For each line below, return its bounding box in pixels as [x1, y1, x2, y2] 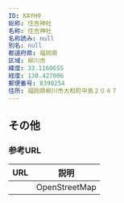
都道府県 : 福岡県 [8, 49, 58, 57]
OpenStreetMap [35, 182, 97, 193]
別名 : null [8, 42, 43, 50]
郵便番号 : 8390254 [8, 79, 66, 87]
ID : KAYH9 [8, 11, 42, 20]
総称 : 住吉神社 [8, 19, 52, 27]
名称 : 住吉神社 [8, 27, 52, 35]
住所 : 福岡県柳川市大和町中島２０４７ [8, 86, 118, 95]
